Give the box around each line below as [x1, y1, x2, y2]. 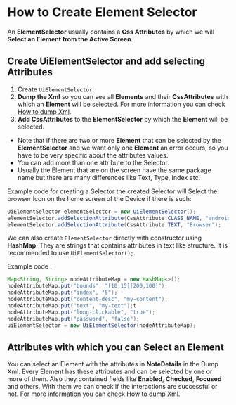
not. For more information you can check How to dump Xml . [7, 390, 181, 398]
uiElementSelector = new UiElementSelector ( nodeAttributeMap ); [7, 321, 197, 329]
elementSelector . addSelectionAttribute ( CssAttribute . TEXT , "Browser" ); [7, 221, 221, 229]
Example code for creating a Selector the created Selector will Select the [7, 187, 218, 195]
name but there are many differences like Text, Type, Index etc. [17, 173, 201, 181]
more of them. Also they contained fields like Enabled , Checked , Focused [7, 375, 222, 383]
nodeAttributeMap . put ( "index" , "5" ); [7, 289, 118, 296]
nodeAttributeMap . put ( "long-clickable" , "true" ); [7, 309, 156, 316]
